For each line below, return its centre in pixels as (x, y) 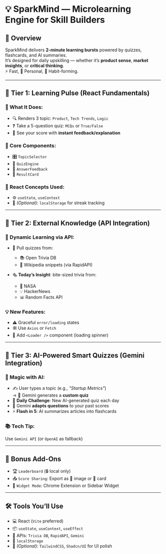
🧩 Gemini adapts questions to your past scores (61, 406)
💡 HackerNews (35, 291)
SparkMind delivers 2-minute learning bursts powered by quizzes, (73, 50)
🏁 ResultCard (25, 174)
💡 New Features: (25, 312)
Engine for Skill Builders (55, 20)
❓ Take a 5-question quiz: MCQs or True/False (58, 126)
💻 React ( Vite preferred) (38, 521)
